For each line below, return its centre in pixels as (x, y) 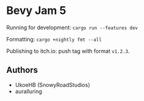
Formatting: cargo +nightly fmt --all (54, 39)
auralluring (29, 91)
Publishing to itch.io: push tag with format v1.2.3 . (68, 51)
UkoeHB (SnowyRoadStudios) (53, 85)
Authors (22, 70)
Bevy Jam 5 (36, 11)
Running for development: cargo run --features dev (72, 27)
